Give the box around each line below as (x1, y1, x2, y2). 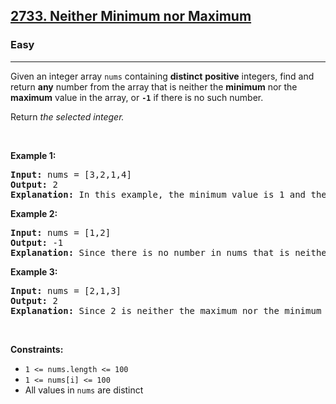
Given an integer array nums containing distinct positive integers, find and (10, 70, 315, 82)
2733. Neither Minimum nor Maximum (10, 8, 252, 25)
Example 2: (10, 207, 58, 219)
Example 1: (10, 149, 57, 161)
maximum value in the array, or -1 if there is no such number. (10, 91, 264, 103)
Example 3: (10, 265, 58, 278)
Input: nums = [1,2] (10, 227, 112, 238)
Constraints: (10, 343, 64, 355)
